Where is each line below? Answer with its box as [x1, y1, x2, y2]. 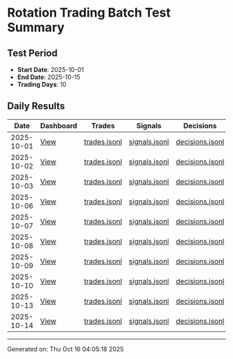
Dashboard [40, 121, 78, 130]
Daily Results [7, 100, 65, 112]
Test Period [7, 47, 58, 59]
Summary [7, 19, 64, 35]
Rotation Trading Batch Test [7, 5, 171, 21]
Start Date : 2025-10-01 [17, 66, 85, 73]
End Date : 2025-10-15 [17, 73, 81, 81]
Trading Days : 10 [17, 80, 67, 88]
